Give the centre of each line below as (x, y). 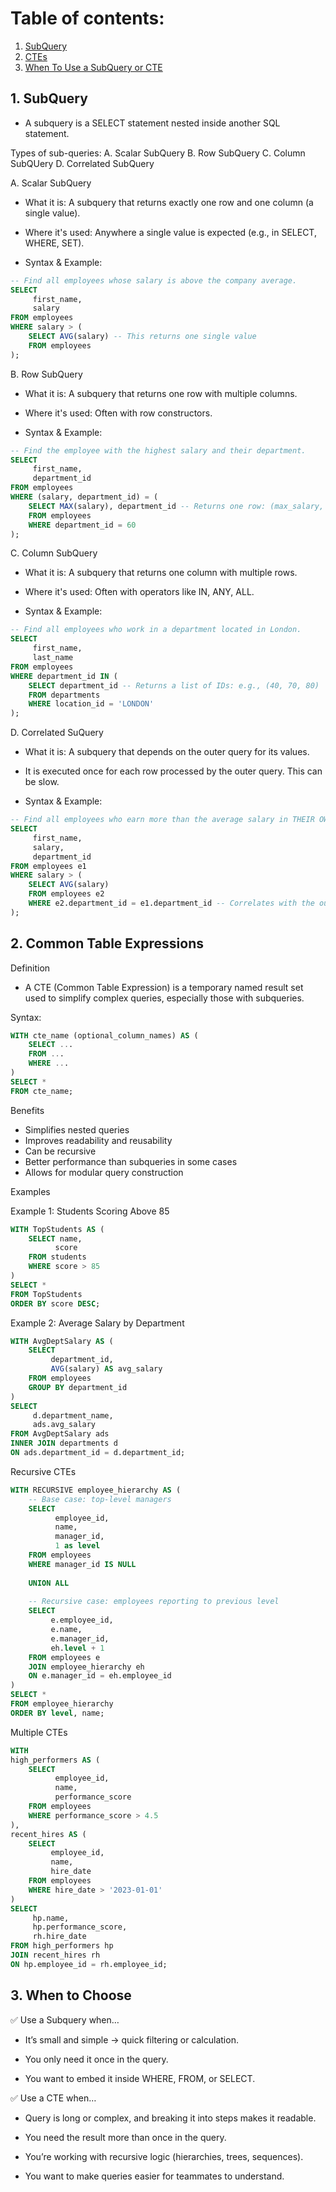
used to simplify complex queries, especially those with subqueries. (164, 998)
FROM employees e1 (48, 866)
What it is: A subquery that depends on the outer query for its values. (167, 752)
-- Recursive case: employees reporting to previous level (154, 1602)
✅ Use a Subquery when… (65, 2019)
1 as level (77, 1546)
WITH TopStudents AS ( (57, 1229)
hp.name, (51, 1918)
